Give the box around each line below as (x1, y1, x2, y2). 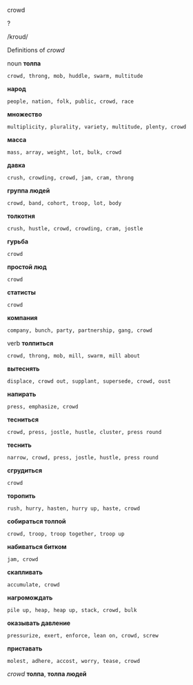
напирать (7, 390, 37, 398)
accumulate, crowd (7, 582, 60, 588)
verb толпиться (7, 339, 54, 347)
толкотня (7, 212, 36, 220)
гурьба (7, 237, 29, 246)
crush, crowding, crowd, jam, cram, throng (7, 175, 134, 181)
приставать (7, 644, 43, 653)
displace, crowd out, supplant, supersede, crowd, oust (7, 378, 171, 385)
